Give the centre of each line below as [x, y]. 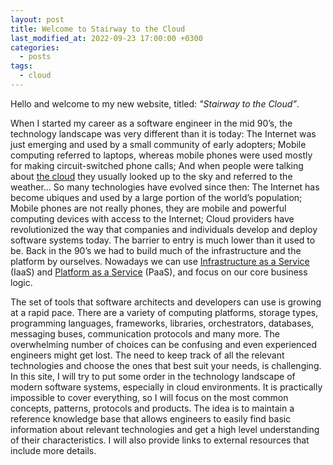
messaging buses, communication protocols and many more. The [145, 333]
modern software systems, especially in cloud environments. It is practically [166, 387]
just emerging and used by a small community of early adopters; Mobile [158, 144]
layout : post [37, 19]
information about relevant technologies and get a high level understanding [165, 429]
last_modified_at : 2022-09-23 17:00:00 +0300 [106, 38]
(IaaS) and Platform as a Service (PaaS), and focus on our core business [159, 272]
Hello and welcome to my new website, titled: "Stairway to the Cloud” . [155, 103]
